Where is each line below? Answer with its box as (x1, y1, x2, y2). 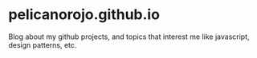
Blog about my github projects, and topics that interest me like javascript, (8, 32, 251, 41)
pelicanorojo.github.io (8, 6, 161, 24)
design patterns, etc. (8, 40, 77, 49)
